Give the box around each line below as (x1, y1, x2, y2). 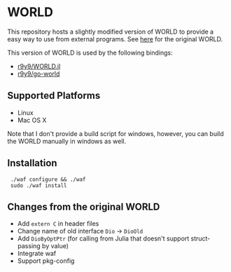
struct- (190, 234, 211, 243)
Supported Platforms (7, 90, 101, 102)
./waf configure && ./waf (10, 176, 86, 183)
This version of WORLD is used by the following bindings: (7, 48, 173, 57)
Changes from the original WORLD (7, 200, 160, 212)
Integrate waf (17, 250, 57, 258)
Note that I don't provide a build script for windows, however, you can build (7, 129, 224, 137)
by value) (41, 242, 69, 250)
